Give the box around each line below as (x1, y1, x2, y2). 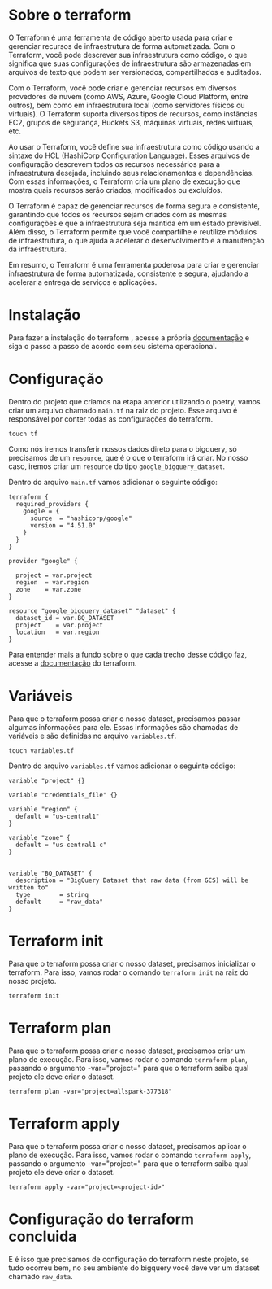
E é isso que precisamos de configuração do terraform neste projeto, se (8, 1254, 249, 1264)
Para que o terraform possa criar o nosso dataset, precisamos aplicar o (8, 1141, 248, 1151)
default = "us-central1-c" (15, 841, 107, 849)
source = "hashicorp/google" (29, 514, 132, 522)
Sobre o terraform (8, 6, 132, 24)
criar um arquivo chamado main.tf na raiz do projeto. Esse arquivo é (8, 405, 238, 415)
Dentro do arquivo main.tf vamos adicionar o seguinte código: (8, 477, 218, 487)
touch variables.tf (8, 746, 75, 754)
